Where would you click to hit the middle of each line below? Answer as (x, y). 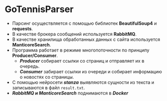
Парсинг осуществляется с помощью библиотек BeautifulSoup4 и (84, 23)
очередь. (30, 66)
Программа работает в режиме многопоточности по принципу (81, 50)
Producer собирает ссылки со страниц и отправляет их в (82, 61)
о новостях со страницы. (47, 77)
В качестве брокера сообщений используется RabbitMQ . (74, 34)
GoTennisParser (39, 9)
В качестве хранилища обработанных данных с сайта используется (86, 39)
